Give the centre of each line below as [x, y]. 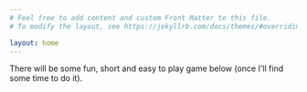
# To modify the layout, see [65, 26]
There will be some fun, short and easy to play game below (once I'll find [147, 68]
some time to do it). [46, 78]
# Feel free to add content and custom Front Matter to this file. [141, 18]
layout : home [34, 43]
